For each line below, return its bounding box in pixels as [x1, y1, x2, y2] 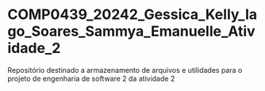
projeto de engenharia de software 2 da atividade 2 [7, 74, 175, 83]
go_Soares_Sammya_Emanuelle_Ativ [7, 22, 255, 40]
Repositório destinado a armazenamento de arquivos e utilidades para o [7, 65, 243, 74]
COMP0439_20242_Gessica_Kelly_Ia [7, 6, 258, 24]
